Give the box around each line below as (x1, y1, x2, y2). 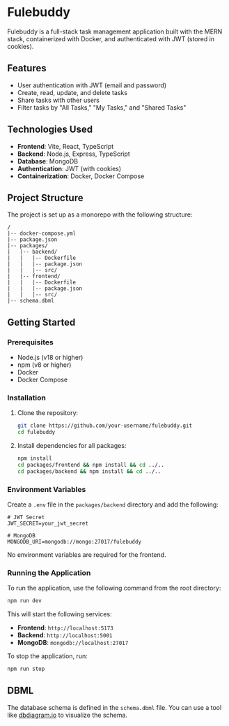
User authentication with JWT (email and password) (17, 81, 167, 89)
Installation (7, 393, 47, 402)
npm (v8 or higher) (17, 361, 72, 369)
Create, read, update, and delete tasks (17, 88, 127, 96)
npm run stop (7, 665, 45, 673)
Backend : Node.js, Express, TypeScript (17, 150, 130, 158)
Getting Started (7, 316, 76, 328)
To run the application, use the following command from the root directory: (7, 584, 221, 593)
